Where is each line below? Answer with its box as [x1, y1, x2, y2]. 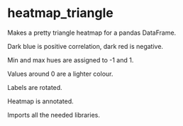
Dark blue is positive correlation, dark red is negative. [7, 42, 164, 50]
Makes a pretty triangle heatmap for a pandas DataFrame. [7, 28, 177, 37]
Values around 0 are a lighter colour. [7, 69, 113, 78]
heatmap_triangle [7, 5, 113, 21]
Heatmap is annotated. [7, 97, 74, 105]
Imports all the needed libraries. [7, 110, 101, 119]
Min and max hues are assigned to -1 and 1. [7, 55, 134, 64]
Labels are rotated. [7, 83, 62, 91]
